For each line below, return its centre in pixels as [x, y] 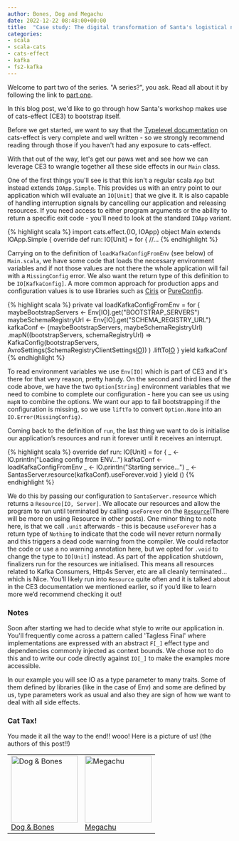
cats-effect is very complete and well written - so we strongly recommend [116, 137]
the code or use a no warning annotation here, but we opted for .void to [113, 549]
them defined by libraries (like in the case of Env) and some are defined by [117, 687]
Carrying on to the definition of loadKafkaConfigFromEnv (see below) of [111, 253]
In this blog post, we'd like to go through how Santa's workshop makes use [117, 108]
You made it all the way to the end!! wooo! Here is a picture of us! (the [110, 736]
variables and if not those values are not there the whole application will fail [118, 268]
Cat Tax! [22, 721]
